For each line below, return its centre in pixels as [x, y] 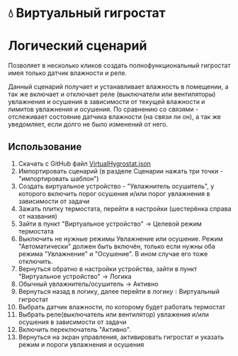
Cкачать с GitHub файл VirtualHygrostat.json [85, 163]
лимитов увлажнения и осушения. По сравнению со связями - [103, 109]
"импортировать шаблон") [58, 178]
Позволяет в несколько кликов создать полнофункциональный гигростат [119, 66]
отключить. [36, 261]
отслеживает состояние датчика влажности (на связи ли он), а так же [115, 117]
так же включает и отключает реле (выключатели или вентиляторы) [112, 94]
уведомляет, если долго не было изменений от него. [88, 125]
